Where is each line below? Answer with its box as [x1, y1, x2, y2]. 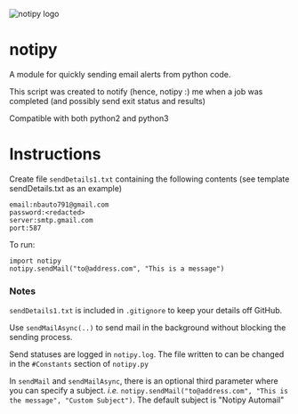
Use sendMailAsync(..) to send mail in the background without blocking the [9, 322, 286, 333]
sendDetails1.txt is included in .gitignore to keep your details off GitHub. [9, 305, 283, 316]
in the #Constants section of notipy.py [9, 359, 149, 369]
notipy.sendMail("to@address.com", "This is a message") [9, 264, 225, 273]
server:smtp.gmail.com [9, 215, 93, 224]
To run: [9, 239, 36, 249]
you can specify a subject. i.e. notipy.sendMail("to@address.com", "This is [9, 386, 289, 396]
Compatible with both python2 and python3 [9, 112, 169, 124]
